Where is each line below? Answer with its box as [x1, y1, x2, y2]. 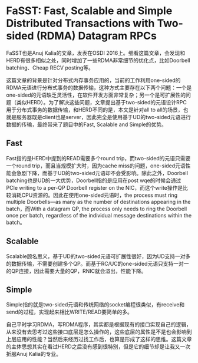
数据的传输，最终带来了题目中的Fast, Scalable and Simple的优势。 [6, 121, 167, 128]
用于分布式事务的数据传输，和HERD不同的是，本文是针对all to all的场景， [6, 106, 183, 113]
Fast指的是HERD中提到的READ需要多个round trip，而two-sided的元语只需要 [6, 154, 191, 161]
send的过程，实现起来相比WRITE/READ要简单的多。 [6, 308, 133, 316]
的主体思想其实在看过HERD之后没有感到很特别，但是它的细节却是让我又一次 [6, 343, 190, 350]
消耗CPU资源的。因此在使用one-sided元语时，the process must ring [11, 192, 178, 199]
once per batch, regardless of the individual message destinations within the [6, 212, 192, 219]
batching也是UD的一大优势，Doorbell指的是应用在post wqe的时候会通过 [6, 177, 181, 184]
